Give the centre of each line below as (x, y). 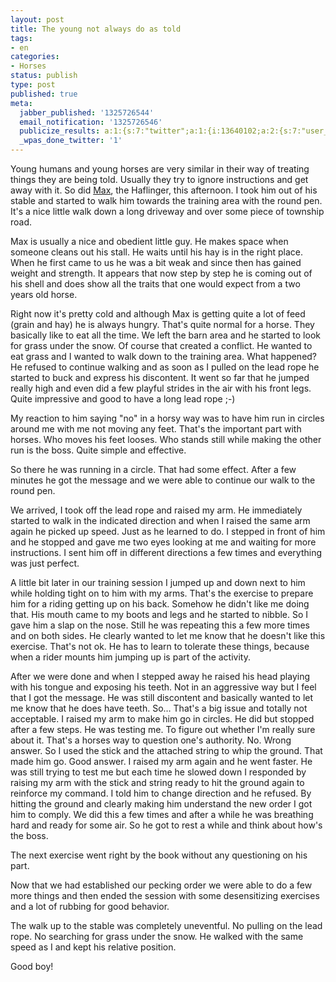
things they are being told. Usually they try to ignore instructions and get (159, 179)
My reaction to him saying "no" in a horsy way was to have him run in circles (167, 418)
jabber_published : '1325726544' (87, 112)
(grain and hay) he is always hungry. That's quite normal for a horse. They (162, 324)
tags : (21, 38)
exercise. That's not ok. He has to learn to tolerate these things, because (160, 646)
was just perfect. (45, 563)
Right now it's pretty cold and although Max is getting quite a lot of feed (158, 314)
